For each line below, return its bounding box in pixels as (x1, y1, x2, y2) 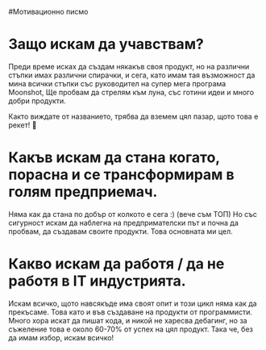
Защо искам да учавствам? (8, 35, 204, 53)
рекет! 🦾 (8, 120, 37, 130)
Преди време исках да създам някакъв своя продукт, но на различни (8, 61, 250, 71)
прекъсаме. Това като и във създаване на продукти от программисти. (8, 306, 252, 317)
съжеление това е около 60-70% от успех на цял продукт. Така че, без (8, 324, 254, 334)
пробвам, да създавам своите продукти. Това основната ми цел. (8, 226, 233, 236)
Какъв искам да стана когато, (8, 148, 220, 167)
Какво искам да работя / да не (8, 255, 225, 273)
